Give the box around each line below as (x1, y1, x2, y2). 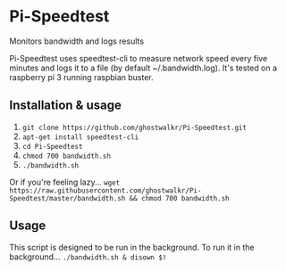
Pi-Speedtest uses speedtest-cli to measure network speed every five (9, 53, 268, 63)
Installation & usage (9, 98, 122, 113)
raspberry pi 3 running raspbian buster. (9, 71, 154, 82)
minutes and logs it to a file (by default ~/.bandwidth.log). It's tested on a (9, 62, 277, 73)
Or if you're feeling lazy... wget (9, 177, 121, 187)
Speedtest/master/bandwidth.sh (9, 193, 126, 202)
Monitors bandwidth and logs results (9, 36, 145, 46)
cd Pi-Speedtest (21, 142, 83, 151)
